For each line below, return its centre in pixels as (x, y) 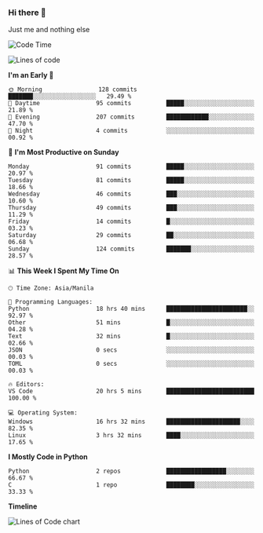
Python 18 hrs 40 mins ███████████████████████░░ (131, 309)
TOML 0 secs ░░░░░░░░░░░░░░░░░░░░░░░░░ (131, 364)
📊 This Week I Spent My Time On (64, 271)
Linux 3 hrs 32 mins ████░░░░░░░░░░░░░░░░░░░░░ (131, 436)
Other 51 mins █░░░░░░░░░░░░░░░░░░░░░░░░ (131, 323)
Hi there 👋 (27, 13)
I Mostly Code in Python (48, 457)
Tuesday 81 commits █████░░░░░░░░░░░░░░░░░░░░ (131, 181)
